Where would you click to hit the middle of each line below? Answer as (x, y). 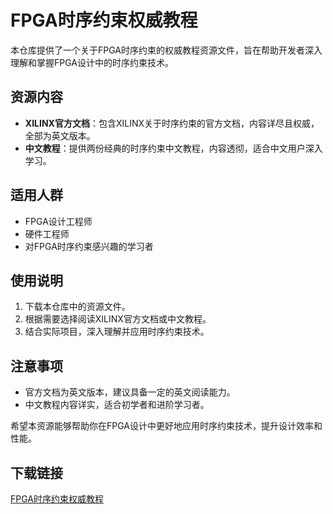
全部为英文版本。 (60, 135)
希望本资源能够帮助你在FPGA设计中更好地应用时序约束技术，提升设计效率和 (166, 426)
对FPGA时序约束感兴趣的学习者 (89, 246)
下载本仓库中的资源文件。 (77, 307)
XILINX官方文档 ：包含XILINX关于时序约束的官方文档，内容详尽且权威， (172, 123)
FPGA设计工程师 (58, 221)
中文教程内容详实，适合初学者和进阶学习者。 (117, 405)
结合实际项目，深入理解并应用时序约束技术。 (117, 332)
